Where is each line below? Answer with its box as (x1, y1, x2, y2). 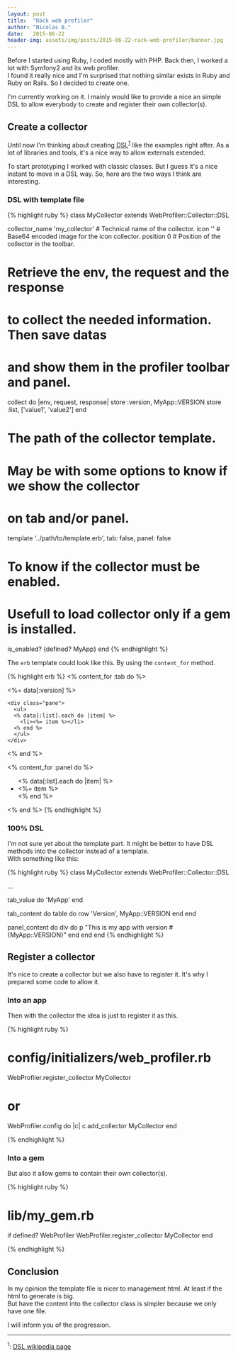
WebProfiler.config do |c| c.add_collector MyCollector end (7, 1121, 177, 1130)
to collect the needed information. (7, 312, 212, 328)
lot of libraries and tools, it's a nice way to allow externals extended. (7, 148, 205, 157)
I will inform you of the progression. (7, 1320, 111, 1329)
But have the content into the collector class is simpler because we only (7, 1299, 217, 1308)
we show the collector (7, 478, 140, 494)
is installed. (7, 621, 77, 637)
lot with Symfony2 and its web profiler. (7, 64, 120, 72)
